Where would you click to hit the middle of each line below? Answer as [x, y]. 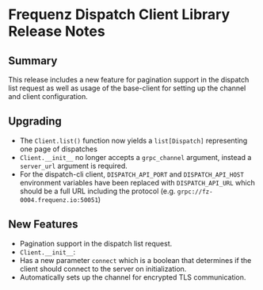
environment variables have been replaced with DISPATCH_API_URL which [137, 182]
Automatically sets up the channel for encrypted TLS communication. [133, 277]
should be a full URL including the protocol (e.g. [97, 191]
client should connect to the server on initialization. [103, 269]
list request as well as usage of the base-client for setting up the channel [127, 88]
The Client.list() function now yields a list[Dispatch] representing [133, 140]
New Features [43, 225]
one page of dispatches [58, 149]
